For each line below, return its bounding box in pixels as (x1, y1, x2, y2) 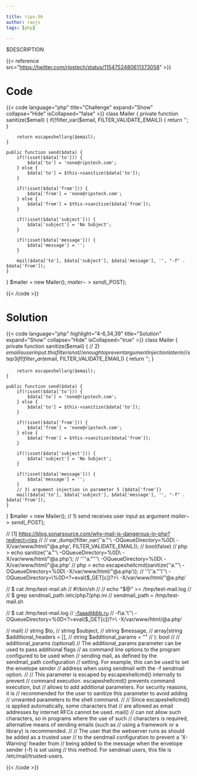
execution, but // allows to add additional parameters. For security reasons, (6, 683, 188, 690)
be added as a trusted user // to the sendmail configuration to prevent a (6, 734, 179, 741)
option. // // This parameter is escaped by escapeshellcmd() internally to (6, 671, 182, 678)
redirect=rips (6, 537, 38, 544)
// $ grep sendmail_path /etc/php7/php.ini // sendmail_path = (6, 592, 154, 599)
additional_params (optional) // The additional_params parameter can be (6, 640, 182, 647)
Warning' (6, 740, 28, 747)
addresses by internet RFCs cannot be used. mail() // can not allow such (6, 709, 181, 716)
